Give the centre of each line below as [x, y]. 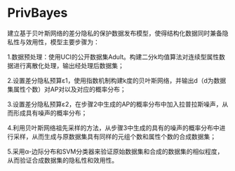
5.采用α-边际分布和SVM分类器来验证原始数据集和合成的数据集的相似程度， [115, 151]
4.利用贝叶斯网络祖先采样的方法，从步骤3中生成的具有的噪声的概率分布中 [113, 128]
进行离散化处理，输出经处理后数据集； [68, 65]
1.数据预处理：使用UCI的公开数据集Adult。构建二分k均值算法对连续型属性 [113, 57]
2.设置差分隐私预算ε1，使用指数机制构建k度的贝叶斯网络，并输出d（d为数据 [117, 80]
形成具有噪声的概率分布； [50, 113]
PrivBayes [38, 13]
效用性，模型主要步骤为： [62, 42]
